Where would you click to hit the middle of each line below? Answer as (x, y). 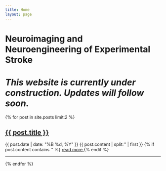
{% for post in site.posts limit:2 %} (40, 117)
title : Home (17, 10)
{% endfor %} (19, 164)
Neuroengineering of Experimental (78, 49)
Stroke (19, 60)
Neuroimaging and (44, 39)
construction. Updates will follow (75, 93)
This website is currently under (70, 82)
